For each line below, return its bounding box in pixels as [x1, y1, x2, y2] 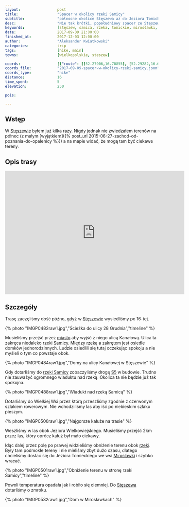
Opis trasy [5, 157, 37, 166]
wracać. [5, 458, 21, 464]
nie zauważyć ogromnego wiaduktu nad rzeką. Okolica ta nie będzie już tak [5, 374, 156, 380]
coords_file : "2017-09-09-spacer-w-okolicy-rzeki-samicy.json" [5, 66, 160, 71]
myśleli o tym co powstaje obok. [5, 350, 69, 356]
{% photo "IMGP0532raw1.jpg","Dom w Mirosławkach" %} [5, 496, 122, 502]
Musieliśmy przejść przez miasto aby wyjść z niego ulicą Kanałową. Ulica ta [5, 334, 157, 340]
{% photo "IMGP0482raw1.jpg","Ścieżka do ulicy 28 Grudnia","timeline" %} [5, 325, 155, 331]
